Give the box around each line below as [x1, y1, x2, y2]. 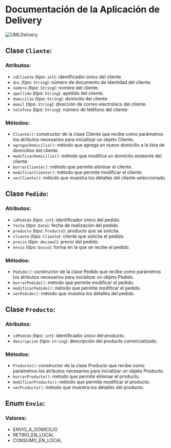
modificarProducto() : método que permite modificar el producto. [12, 379, 150, 385]
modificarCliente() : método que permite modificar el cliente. [12, 169, 143, 175]
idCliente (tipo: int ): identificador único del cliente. [12, 74, 123, 80]
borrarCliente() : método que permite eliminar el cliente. [12, 164, 132, 170]
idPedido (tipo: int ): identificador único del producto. [12, 332, 125, 338]
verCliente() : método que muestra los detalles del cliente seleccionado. [12, 174, 166, 181]
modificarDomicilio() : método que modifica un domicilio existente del [12, 153, 162, 159]
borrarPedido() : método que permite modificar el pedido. [12, 279, 135, 285]
